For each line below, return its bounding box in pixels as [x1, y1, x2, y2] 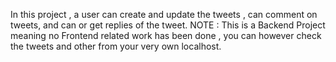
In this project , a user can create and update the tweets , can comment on [10, 9, 318, 20]
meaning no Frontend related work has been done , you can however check [10, 30, 322, 41]
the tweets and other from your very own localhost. [10, 40, 222, 52]
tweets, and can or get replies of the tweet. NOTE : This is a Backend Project [10, 19, 326, 31]
